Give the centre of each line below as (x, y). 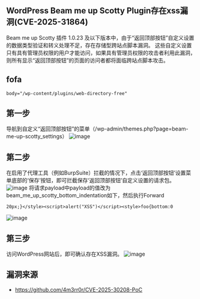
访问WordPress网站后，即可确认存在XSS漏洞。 (65, 254)
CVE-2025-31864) (53, 22)
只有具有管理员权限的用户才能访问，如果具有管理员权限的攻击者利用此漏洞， (101, 52)
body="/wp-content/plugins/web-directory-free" (67, 93)
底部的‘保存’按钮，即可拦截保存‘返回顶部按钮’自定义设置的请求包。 (93, 180)
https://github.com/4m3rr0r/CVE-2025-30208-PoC (79, 289)
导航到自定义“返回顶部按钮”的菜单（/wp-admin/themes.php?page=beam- (97, 129)
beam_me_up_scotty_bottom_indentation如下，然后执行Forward (85, 196)
